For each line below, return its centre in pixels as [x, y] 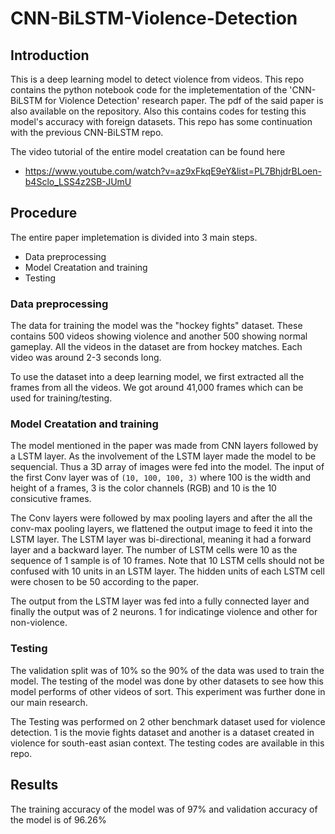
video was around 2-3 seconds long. [86, 358]
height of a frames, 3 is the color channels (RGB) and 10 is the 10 [143, 488]
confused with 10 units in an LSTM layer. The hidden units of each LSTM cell [167, 571]
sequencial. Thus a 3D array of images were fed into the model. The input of [167, 467]
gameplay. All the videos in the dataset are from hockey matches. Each [156, 347]
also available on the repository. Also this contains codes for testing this [158, 111]
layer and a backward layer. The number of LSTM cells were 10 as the [154, 550]
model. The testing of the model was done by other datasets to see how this [167, 681]
